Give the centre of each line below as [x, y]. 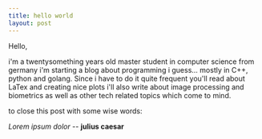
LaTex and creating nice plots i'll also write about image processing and [126, 87]
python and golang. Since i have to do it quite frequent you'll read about [127, 78]
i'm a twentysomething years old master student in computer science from [131, 62]
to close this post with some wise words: [75, 111]
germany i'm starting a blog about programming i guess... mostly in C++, [128, 69]
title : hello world [41, 16]
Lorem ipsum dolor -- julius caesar [66, 126]
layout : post [30, 23]
